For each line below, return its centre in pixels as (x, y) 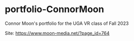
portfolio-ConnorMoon (54, 9)
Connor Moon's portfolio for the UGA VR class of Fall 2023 (67, 23)
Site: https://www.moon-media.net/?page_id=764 (57, 33)
